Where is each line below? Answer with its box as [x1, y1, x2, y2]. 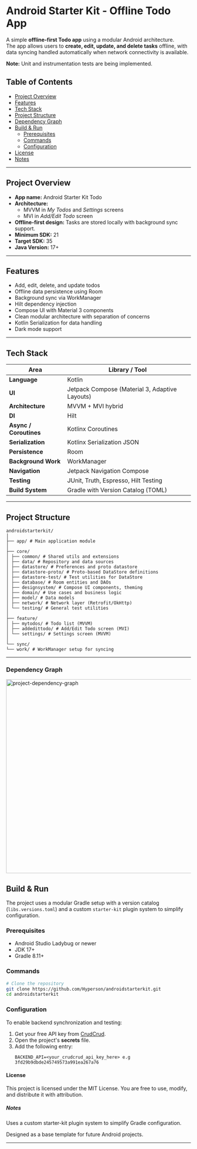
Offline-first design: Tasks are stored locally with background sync [14, 218, 178, 226]
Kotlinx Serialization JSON [67, 438, 140, 446]
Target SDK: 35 [14, 237, 53, 244]
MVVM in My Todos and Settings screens [23, 206, 124, 213]
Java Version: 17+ [14, 243, 59, 251]
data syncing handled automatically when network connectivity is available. [6, 48, 189, 55]
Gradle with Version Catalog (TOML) [67, 486, 167, 494]
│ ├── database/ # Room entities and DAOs [6, 580, 111, 585]
